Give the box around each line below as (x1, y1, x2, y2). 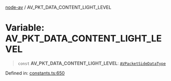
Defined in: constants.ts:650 (5, 70, 65, 76)
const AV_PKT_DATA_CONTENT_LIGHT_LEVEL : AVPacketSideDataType (17, 60, 166, 66)
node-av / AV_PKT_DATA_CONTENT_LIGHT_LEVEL (5, 5, 111, 10)
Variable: (5, 22, 45, 33)
